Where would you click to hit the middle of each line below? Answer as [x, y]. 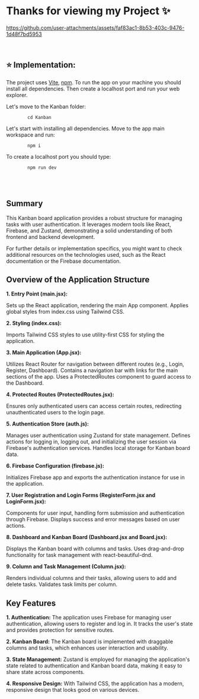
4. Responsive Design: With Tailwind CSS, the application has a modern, [95, 684]
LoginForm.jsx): [26, 502]
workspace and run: [31, 134]
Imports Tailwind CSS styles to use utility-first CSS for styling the [85, 335]
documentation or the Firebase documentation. [64, 261]
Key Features [31, 603]
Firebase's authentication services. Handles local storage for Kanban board [98, 448]
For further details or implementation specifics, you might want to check [94, 248]
